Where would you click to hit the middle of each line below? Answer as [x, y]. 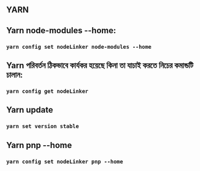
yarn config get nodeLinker [47, 92]
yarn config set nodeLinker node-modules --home [79, 47]
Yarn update [30, 110]
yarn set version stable [43, 126]
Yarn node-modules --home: [61, 30]
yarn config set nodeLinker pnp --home [65, 161]
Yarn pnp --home [39, 145]
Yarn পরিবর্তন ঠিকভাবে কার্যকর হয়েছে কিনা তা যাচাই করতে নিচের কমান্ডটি [100, 66]
